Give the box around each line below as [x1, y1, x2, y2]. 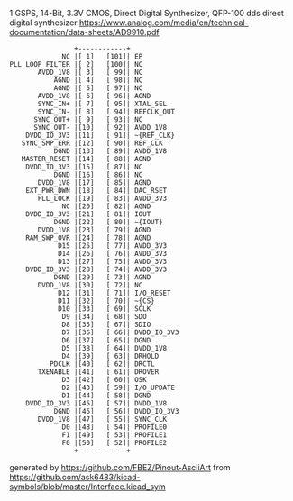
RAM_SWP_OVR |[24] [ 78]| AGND [25, 233, 151, 242]
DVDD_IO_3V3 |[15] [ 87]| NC [25, 162, 143, 171]
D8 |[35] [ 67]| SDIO [61, 320, 151, 329]
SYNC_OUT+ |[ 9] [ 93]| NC [32, 115, 143, 124]
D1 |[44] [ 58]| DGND [61, 391, 151, 400]
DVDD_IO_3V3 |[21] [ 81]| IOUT [25, 210, 151, 219]
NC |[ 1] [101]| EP [61, 52, 143, 61]
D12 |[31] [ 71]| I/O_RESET [57, 288, 171, 297]
